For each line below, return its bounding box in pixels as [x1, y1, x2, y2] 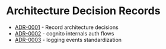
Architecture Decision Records [6, 4, 161, 18]
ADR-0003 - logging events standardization [14, 36, 122, 43]
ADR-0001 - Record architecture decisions [14, 24, 119, 31]
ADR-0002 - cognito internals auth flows [14, 30, 114, 37]
